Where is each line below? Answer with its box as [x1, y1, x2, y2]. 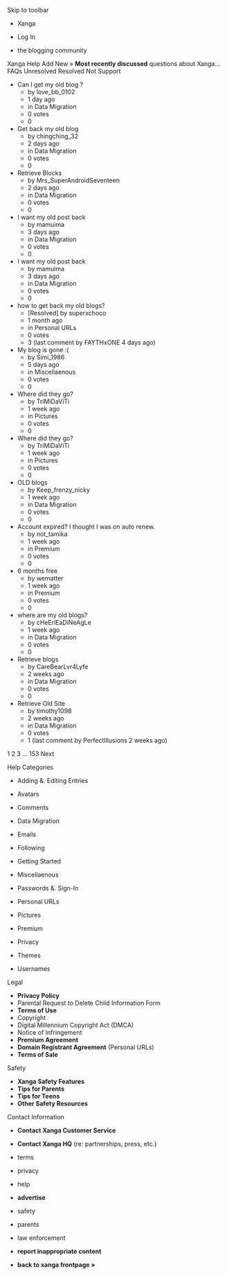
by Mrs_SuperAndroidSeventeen [27, 176, 120, 184]
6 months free [17, 567, 58, 575]
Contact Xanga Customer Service [17, 1126, 116, 1135]
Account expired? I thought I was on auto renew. [17, 523, 156, 531]
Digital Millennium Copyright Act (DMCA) [17, 1021, 134, 1029]
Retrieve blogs [17, 655, 59, 663]
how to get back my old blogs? [17, 302, 105, 309]
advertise [17, 1193, 46, 1202]
